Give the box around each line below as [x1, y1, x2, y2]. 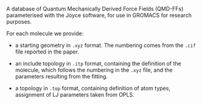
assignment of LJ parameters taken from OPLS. [15, 91, 135, 98]
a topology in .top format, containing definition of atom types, [15, 85, 170, 92]
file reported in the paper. [15, 48, 79, 55]
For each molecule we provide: [6, 30, 84, 37]
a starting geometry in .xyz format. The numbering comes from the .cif [15, 42, 196, 49]
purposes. [6, 18, 32, 25]
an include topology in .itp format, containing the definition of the [15, 60, 181, 67]
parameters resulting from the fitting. [15, 73, 108, 80]
